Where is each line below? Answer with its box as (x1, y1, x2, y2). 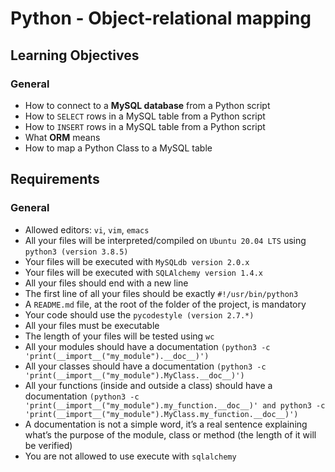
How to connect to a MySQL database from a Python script (24, 99, 271, 111)
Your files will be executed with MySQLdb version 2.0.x (24, 255, 250, 267)
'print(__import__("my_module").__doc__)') (24, 351, 210, 361)
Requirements (10, 171, 100, 188)
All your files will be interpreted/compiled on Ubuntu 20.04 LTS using (24, 234, 307, 246)
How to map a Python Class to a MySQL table (24, 142, 213, 154)
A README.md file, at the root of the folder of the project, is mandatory (24, 298, 307, 310)
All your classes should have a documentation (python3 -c (24, 360, 267, 372)
